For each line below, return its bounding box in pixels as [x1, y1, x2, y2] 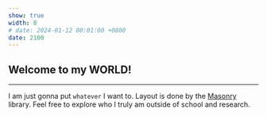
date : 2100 [8, 33, 44, 42]
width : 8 [8, 19, 37, 27]
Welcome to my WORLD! [8, 62, 132, 76]
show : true [8, 11, 44, 20]
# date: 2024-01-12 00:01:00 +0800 [8, 26, 126, 34]
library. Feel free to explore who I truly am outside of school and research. [8, 100, 250, 109]
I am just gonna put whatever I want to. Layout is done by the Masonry [8, 92, 237, 101]
